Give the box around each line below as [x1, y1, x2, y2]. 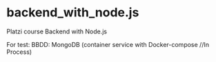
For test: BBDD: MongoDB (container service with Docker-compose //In [6, 40, 210, 48]
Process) [6, 48, 32, 56]
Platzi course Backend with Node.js [6, 27, 108, 35]
